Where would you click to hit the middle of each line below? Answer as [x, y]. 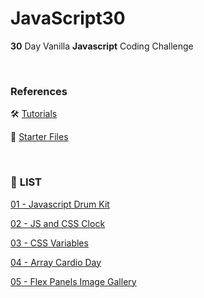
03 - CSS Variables [49, 243]
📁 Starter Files [39, 137]
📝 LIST [26, 182]
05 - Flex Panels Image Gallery [73, 281]
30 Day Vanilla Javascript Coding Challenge [102, 46]
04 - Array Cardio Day [56, 262]
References [39, 91]
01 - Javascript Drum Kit [60, 204]
